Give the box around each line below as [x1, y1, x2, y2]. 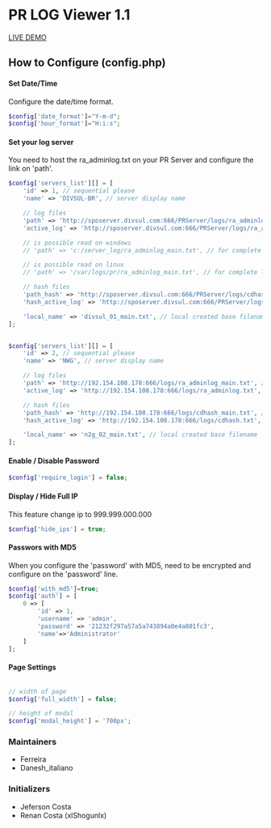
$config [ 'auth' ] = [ [8, 592, 78, 601]
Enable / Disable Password [8, 456, 99, 465]
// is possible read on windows [23, 239, 131, 247]
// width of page [8, 687, 67, 695]
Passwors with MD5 [8, 542, 77, 552]
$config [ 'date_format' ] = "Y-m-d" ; [8, 112, 121, 121]
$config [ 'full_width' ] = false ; [8, 694, 117, 703]
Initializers [8, 783, 51, 795]
